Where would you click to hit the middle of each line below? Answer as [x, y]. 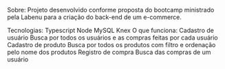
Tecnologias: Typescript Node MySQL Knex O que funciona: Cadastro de [111, 30]
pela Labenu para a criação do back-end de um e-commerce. [95, 17]
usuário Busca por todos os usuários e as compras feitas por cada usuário [112, 38]
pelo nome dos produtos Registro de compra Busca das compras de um [109, 52]
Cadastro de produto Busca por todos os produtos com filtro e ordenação [111, 45]
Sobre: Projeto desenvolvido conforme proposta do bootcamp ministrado [111, 10]
